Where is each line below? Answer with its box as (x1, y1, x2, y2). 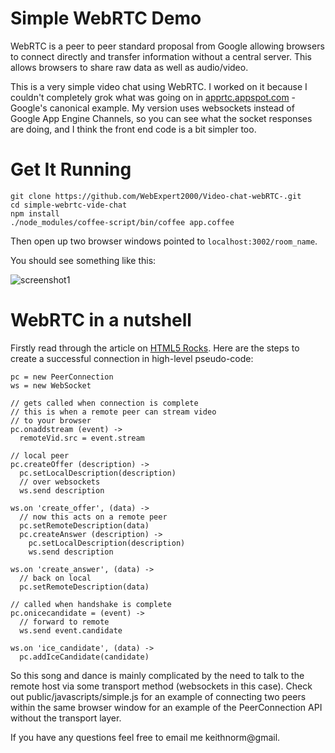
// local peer (10, 450, 70, 461)
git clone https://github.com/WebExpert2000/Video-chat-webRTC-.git (10, 191, 302, 201)
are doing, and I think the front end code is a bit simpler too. (10, 123, 257, 135)
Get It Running (10, 158, 132, 181)
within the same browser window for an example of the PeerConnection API (10, 701, 323, 713)
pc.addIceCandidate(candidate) (19, 652, 150, 662)
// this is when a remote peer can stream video (10, 407, 217, 417)
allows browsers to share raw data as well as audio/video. (10, 61, 249, 73)
